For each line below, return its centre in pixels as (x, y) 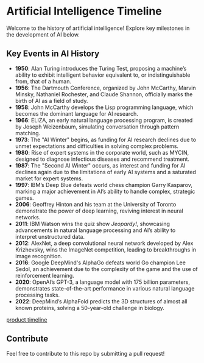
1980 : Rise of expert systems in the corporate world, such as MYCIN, (102, 152)
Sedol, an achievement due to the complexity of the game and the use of (106, 269)
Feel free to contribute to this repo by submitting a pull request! (86, 353)
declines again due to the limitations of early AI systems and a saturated (106, 172)
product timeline (27, 319)
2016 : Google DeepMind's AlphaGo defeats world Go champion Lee (100, 263)
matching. (28, 133)
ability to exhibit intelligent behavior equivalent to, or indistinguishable (103, 75)
